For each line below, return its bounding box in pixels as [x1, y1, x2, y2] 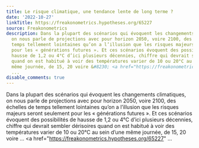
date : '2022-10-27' [6, 14, 54, 20]
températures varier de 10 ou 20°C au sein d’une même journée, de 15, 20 [6, 128, 187, 136]
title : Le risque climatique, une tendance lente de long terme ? [6, 8, 174, 15]
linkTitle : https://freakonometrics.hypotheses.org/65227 [6, 20, 152, 25]
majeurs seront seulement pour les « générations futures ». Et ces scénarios [6, 110, 192, 117]
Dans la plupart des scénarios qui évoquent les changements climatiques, [6, 91, 187, 98]
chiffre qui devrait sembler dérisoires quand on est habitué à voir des [6, 123, 175, 130]
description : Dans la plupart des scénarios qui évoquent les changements [6, 31, 195, 37]
